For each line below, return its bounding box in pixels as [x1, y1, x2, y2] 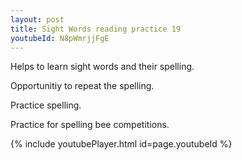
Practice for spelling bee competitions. [10, 119, 170, 131]
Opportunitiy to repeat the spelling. [10, 80, 155, 92]
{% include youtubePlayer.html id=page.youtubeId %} [10, 138, 233, 150]
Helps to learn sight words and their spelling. [10, 61, 195, 73]
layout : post [10, 14, 65, 25]
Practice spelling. [10, 99, 82, 111]
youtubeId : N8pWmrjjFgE [10, 33, 110, 43]
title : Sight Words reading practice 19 [10, 24, 182, 34]
